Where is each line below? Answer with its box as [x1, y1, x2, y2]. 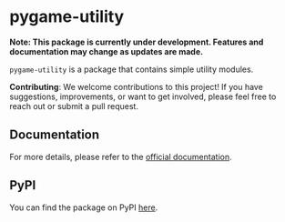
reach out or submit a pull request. [9, 100, 139, 111]
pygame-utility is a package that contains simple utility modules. [9, 64, 254, 75]
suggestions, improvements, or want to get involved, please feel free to [9, 91, 277, 102]
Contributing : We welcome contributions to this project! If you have [9, 81, 264, 92]
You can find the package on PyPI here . [9, 202, 158, 213]
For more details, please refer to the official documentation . [9, 151, 232, 162]
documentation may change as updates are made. [9, 45, 203, 56]
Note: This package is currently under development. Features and [9, 36, 264, 47]
